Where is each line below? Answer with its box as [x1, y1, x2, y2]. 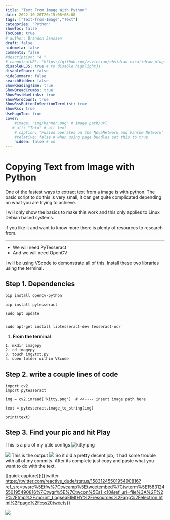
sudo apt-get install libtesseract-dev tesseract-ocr [5, 324, 121, 329]
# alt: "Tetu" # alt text [12, 125, 67, 130]
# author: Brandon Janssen [5, 36, 62, 41]
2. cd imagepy [5, 347, 35, 352]
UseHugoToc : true [5, 111, 42, 117]
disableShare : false [5, 69, 49, 74]
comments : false [5, 50, 39, 55]
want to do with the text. [5, 463, 56, 469]
